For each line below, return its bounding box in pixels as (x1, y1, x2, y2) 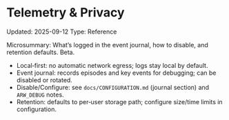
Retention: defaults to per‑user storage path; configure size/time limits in (16, 97, 223, 106)
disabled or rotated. (16, 75, 73, 84)
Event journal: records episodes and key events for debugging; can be (16, 69, 217, 77)
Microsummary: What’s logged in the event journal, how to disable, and (6, 40, 208, 49)
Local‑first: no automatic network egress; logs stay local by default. (16, 61, 208, 69)
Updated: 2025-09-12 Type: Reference (6, 27, 117, 36)
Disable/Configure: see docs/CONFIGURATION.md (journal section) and (16, 83, 210, 91)
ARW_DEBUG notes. (16, 91, 64, 99)
